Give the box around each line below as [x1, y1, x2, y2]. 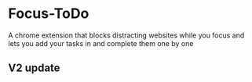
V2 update [8, 62, 60, 75]
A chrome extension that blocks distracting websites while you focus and [8, 30, 245, 40]
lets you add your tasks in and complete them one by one [8, 38, 194, 48]
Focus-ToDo [8, 5, 89, 23]
